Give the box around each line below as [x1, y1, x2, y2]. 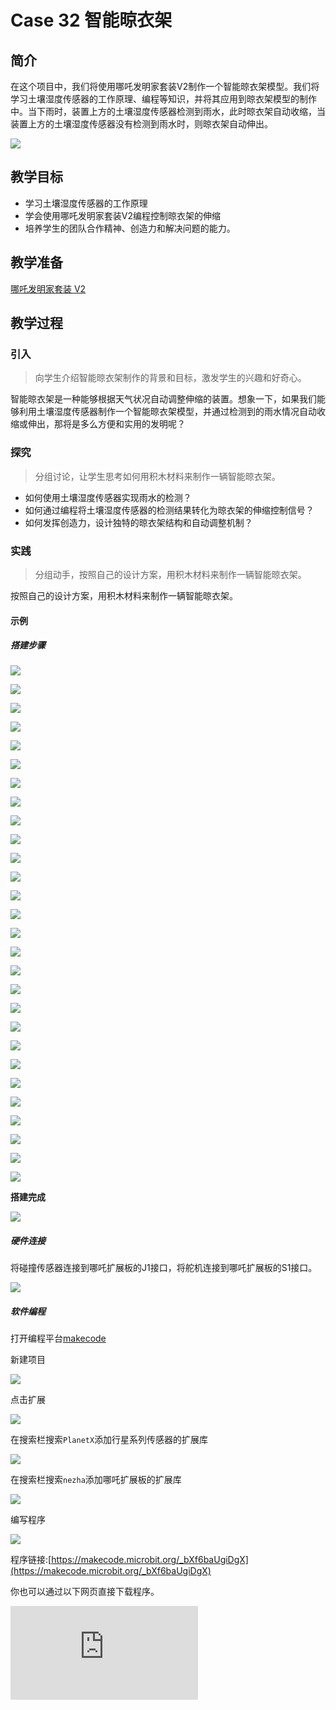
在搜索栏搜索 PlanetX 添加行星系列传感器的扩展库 [10, 1434, 209, 1446]
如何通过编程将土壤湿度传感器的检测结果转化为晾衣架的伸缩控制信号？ [24, 504, 315, 516]
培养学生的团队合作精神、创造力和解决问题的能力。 [24, 222, 236, 234]
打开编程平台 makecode [10, 1332, 107, 1345]
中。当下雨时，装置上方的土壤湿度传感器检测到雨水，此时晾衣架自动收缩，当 [10, 106, 326, 117]
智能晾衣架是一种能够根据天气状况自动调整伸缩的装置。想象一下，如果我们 [10, 393, 317, 405]
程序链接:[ [10, 1554, 52, 1566]
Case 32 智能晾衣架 [10, 9, 173, 32]
